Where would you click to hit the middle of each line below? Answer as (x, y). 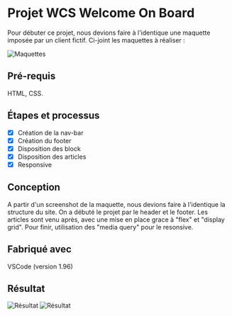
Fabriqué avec (40, 249)
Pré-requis (32, 76)
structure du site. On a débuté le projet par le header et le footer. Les (107, 212)
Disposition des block (49, 148)
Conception (34, 187)
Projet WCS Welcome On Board (101, 13)
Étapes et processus (54, 116)
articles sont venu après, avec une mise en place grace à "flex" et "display (116, 219)
